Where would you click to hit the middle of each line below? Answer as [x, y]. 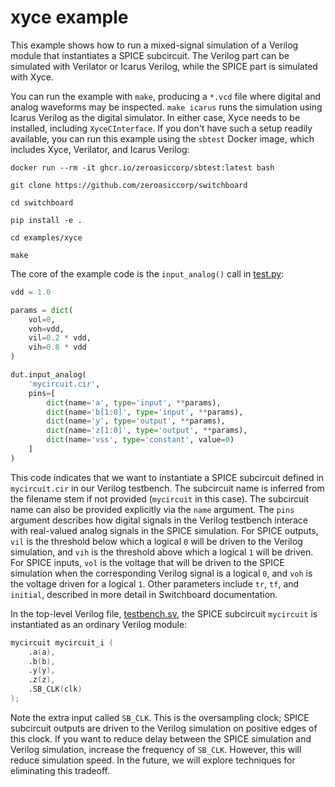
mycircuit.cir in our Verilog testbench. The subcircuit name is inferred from [167, 488]
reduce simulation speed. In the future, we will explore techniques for [153, 760]
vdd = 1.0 [31, 292]
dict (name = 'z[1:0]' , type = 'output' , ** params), [147, 431]
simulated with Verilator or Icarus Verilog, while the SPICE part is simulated [164, 66]
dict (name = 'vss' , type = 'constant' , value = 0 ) [140, 440]
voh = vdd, [46, 329]
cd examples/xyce [46, 237]
